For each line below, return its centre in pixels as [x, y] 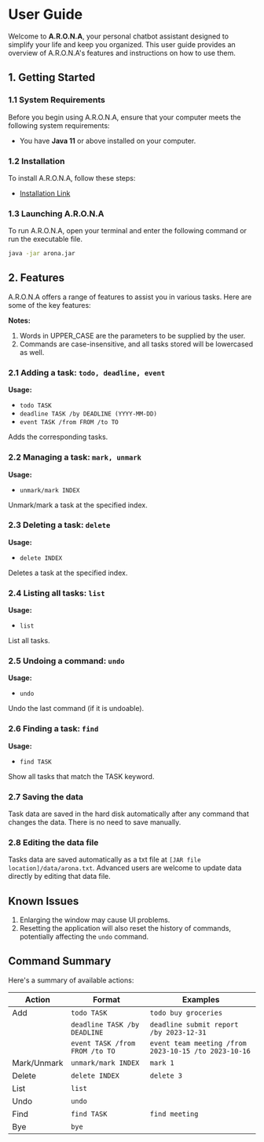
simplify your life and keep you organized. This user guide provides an [122, 44]
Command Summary [60, 961]
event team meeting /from [198, 1043]
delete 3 [166, 1075]
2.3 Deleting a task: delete [59, 525]
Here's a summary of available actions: [71, 980]
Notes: [20, 320]
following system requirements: [59, 125]
